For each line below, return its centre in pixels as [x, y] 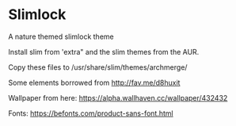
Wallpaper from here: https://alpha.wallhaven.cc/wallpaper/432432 [118, 97]
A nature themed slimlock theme [61, 36]
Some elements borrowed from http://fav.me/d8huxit [94, 82]
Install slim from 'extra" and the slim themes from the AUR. [104, 52]
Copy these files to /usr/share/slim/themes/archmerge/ [98, 67]
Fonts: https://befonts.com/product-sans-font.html [91, 113]
